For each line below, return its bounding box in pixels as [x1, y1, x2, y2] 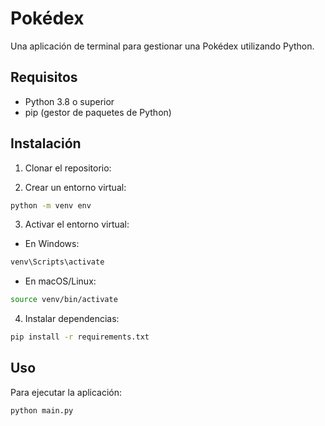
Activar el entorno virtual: [24, 218, 130, 231]
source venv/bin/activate [10, 295, 118, 305]
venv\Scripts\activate [10, 257, 105, 267]
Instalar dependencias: [24, 313, 120, 325]
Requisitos [10, 69, 78, 86]
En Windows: [24, 238, 80, 250]
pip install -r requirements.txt [10, 332, 150, 342]
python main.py [10, 405, 74, 416]
